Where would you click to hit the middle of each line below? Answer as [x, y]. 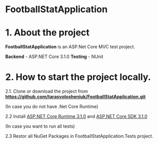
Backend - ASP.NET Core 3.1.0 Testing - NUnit [54, 56]
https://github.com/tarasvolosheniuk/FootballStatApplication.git [75, 97]
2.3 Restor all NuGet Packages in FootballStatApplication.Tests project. [79, 136]
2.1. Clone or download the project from [46, 91]
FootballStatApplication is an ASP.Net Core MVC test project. [70, 47]
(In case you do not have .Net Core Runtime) [52, 107]
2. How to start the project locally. [78, 77]
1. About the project [48, 33]
